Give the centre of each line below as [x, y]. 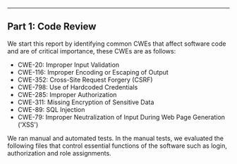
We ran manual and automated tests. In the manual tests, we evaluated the [116, 138]
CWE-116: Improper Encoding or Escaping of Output [93, 72]
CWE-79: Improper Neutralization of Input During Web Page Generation [121, 117]
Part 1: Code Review [52, 26]
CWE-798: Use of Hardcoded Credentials [78, 87]
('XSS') [28, 125]
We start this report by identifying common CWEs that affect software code [117, 44]
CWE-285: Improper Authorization [67, 94]
